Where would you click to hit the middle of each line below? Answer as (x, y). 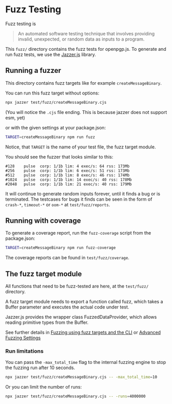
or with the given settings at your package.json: (56, 127)
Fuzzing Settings (23, 338)
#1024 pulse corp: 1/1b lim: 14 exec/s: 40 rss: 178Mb (69, 180)
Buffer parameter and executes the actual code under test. (67, 307)
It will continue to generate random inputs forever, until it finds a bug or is (83, 194)
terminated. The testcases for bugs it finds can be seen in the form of (79, 199)
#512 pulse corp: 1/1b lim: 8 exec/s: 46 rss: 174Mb (68, 175)
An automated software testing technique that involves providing (86, 33)
